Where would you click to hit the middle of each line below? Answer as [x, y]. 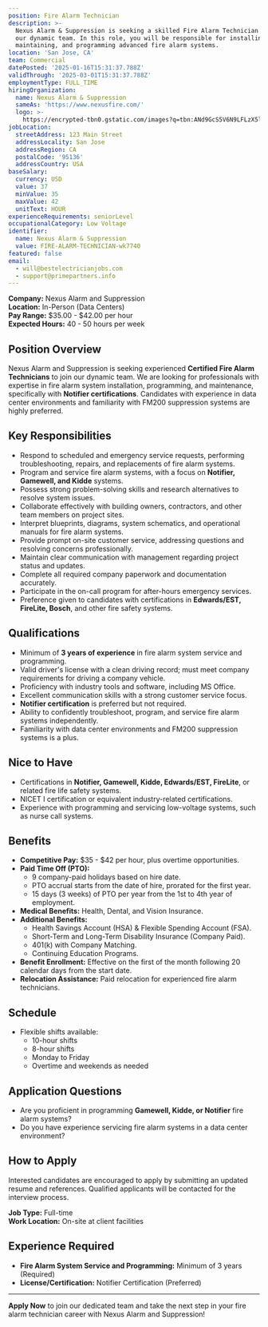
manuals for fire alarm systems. [71, 532]
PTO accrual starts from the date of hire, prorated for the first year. [141, 886]
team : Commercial [37, 61]
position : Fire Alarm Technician [64, 16]
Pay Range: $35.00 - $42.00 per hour [71, 316]
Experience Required [61, 1247]
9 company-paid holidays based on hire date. [106, 877]
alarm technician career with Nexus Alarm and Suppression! [107, 1314]
